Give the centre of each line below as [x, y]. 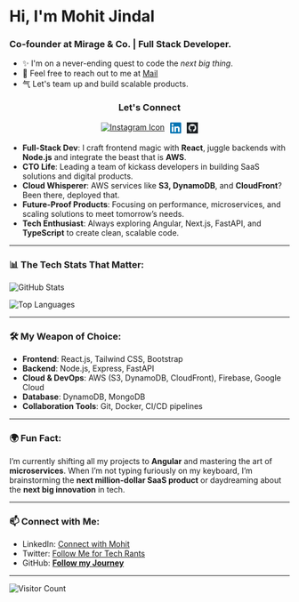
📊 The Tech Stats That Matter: [77, 264]
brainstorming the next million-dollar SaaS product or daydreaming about [145, 480]
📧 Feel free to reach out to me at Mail [90, 74]
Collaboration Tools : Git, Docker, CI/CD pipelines [112, 406]
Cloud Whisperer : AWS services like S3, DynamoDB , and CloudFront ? [152, 185]
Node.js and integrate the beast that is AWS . [104, 157]
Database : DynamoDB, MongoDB [84, 397]
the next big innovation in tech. [67, 489]
